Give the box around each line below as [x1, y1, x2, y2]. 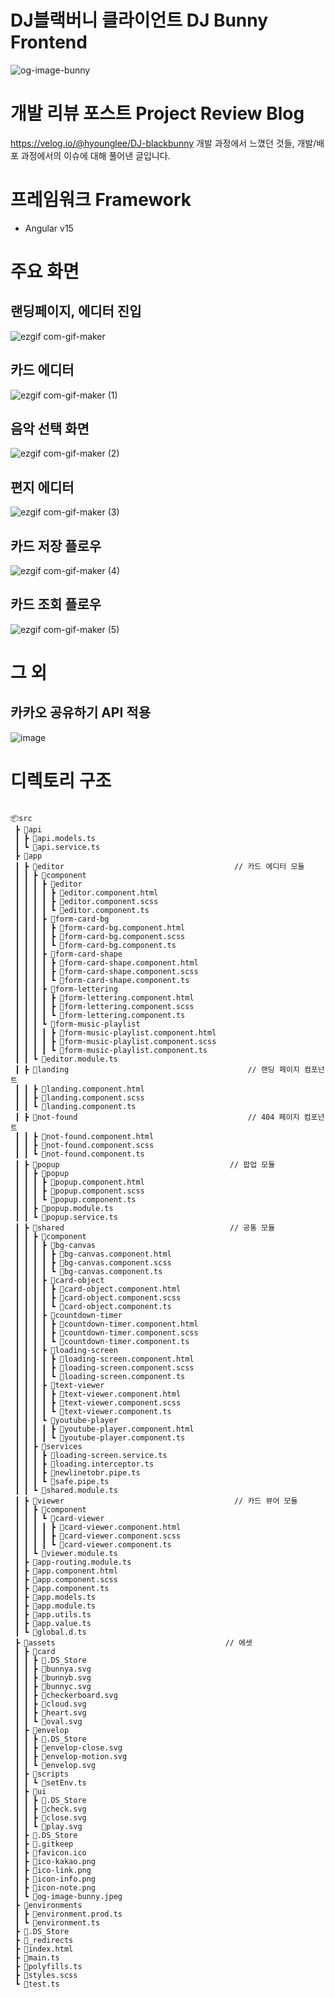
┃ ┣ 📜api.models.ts [14, 833, 97, 843]
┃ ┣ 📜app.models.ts [14, 1592, 97, 1602]
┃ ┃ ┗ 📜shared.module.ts [14, 1485, 118, 1495]
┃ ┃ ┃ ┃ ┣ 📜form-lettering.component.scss [14, 1001, 195, 1011]
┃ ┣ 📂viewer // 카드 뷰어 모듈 [14, 1496, 298, 1506]
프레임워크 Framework [10, 189, 192, 211]
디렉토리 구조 [10, 770, 112, 793]
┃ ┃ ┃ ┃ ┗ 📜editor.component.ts [14, 905, 150, 915]
